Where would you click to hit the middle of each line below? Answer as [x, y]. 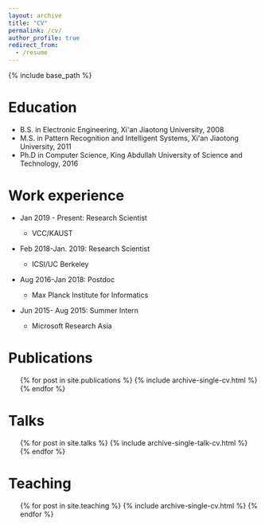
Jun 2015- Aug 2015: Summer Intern [79, 310]
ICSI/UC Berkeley [60, 264]
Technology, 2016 [49, 163]
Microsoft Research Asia [72, 326]
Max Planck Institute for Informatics [90, 295]
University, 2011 [45, 146]
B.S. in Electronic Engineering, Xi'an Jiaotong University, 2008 [122, 129]
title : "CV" [28, 23]
